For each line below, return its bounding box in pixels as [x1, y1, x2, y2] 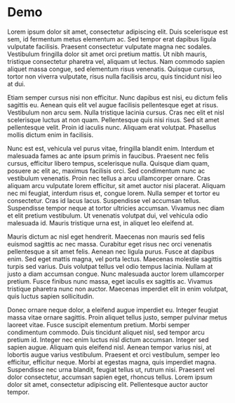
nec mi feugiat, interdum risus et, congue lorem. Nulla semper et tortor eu [7, 189, 220, 197]
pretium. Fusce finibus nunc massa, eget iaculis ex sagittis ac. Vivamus [7, 277, 213, 285]
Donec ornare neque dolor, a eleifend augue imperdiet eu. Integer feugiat [7, 305, 219, 314]
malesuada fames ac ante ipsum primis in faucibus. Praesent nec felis [7, 152, 209, 160]
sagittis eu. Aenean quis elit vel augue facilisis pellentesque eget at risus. [7, 100, 219, 109]
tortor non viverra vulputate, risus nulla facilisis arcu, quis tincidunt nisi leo [7, 72, 222, 81]
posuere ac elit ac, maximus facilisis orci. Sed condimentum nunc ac [7, 166, 206, 175]
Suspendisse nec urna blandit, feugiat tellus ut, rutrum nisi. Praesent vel [7, 365, 215, 374]
